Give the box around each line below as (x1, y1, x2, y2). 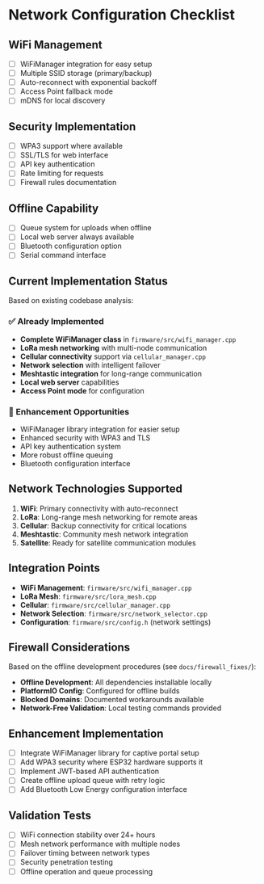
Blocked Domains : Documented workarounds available (19, 695, 204, 705)
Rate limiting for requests (19, 168, 104, 179)
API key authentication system (19, 441, 121, 451)
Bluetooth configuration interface (19, 458, 131, 468)
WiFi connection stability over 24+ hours (19, 830, 156, 840)
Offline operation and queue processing (19, 866, 153, 876)
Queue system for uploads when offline (19, 223, 152, 233)
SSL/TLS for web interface (19, 150, 109, 160)
